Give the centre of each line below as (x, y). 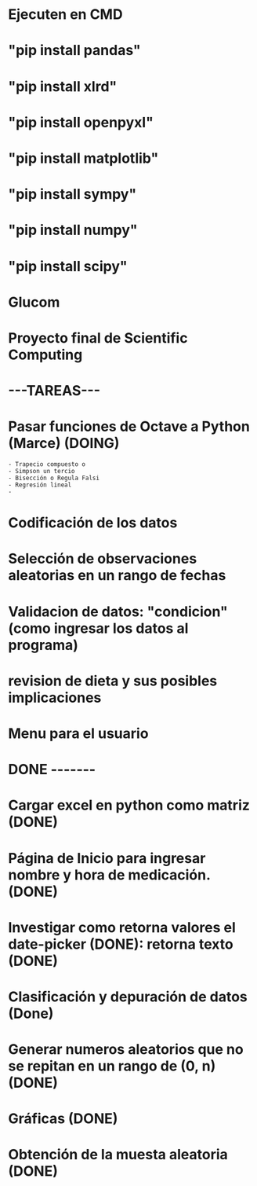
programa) (43, 645)
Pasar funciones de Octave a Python (129, 427)
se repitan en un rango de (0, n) (112, 1066)
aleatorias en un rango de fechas (117, 576)
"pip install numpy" (73, 230)
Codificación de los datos (93, 523)
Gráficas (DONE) (63, 1119)
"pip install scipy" (68, 266)
